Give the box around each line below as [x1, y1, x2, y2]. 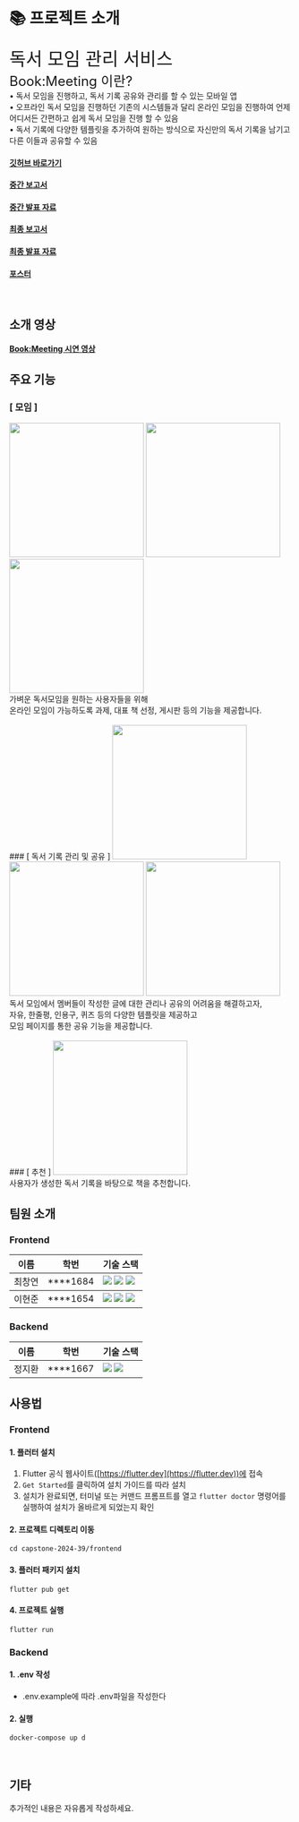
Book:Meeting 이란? [9, 73, 132, 90]
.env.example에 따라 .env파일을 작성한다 [21, 1691, 167, 1702]
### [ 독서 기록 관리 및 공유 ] [9, 851, 111, 861]
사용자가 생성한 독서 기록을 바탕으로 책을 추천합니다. [9, 1177, 191, 1188]
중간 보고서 [9, 180, 47, 191]
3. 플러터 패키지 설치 [9, 1564, 81, 1576]
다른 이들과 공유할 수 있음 [9, 135, 98, 146]
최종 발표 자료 [9, 245, 56, 256]
